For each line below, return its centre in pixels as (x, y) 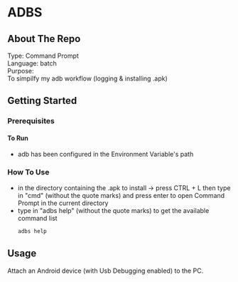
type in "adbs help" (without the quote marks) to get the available (113, 210)
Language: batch (32, 63)
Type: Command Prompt (43, 56)
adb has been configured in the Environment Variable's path (106, 154)
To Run (18, 138)
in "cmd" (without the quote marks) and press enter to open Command (121, 195)
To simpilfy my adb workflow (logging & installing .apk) (88, 78)
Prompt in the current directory (63, 203)
